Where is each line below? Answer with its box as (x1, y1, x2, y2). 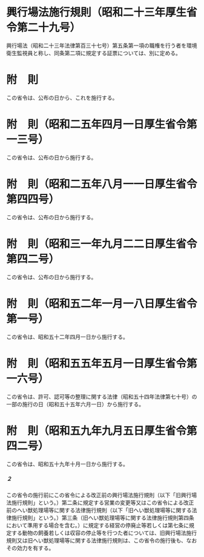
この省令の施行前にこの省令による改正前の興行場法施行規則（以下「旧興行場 (6, 492, 197, 499)
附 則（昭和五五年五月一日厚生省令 (6, 357, 187, 370)
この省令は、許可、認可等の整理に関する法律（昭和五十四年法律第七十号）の (6, 393, 197, 400)
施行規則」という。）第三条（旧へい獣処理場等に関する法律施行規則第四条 (11, 514, 195, 521)
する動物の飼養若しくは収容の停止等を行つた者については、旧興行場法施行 (11, 529, 197, 536)
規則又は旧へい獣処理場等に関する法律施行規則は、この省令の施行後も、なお (6, 537, 197, 544)
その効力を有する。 (6, 544, 54, 552)
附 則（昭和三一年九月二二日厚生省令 (6, 237, 198, 251)
